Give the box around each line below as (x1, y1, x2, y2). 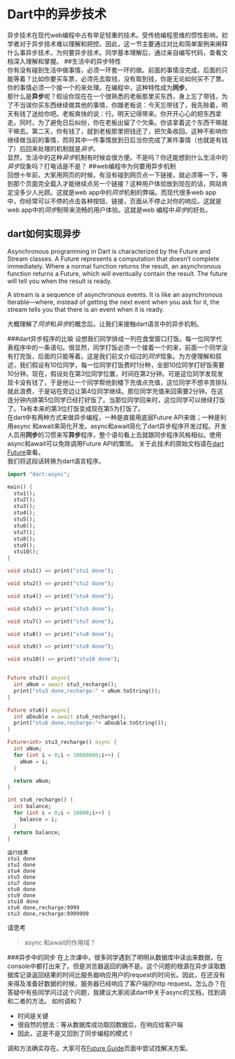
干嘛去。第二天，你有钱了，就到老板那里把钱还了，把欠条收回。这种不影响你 (7, 127, 228, 135)
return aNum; (13, 777, 52, 784)
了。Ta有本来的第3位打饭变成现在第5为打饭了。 (7, 404, 145, 412)
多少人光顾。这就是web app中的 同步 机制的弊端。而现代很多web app (19, 188, 217, 196)
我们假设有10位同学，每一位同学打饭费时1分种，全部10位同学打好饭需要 (19, 361, 225, 369)
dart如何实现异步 (7, 228, 82, 240)
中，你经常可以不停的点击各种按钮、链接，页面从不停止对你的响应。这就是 (7, 196, 222, 205)
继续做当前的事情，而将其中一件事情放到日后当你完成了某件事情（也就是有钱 (7, 136, 228, 144)
